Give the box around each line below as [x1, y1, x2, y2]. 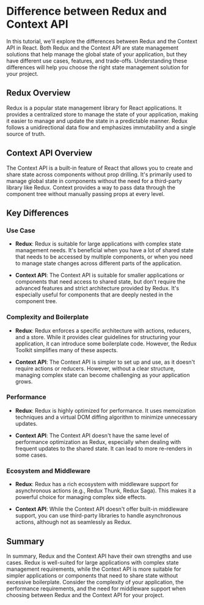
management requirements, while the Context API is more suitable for [6, 565, 181, 573]
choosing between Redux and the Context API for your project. [6, 591, 164, 598]
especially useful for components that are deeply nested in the [15, 291, 173, 298]
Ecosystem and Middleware [6, 467, 90, 475]
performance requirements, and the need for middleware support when [6, 585, 186, 592]
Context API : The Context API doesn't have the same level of [15, 432, 169, 439]
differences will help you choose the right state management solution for [6, 63, 189, 71]
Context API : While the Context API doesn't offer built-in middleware [15, 505, 189, 513]
